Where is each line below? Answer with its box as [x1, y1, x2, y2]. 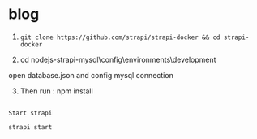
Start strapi [8, 109, 53, 117]
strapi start [8, 123, 53, 131]
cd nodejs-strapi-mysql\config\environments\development [19, 54, 216, 64]
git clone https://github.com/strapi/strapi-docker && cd [19, 33, 221, 41]
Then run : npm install [19, 86, 93, 96]
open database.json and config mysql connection [8, 70, 174, 80]
